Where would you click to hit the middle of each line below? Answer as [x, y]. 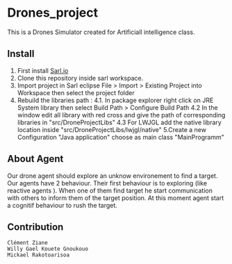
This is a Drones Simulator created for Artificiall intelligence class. [101, 32]
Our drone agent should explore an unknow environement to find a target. [113, 176]
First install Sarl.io [43, 70]
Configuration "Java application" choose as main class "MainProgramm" [121, 137]
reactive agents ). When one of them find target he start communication [110, 190]
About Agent [35, 159]
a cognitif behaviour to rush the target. [63, 205]
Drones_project [53, 13]
